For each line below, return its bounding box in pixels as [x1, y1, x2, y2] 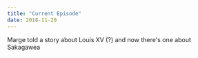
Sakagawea [7, 43, 41, 51]
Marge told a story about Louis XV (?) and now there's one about [7, 35, 192, 43]
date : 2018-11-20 [7, 17, 57, 23]
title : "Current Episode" [7, 10, 81, 17]
